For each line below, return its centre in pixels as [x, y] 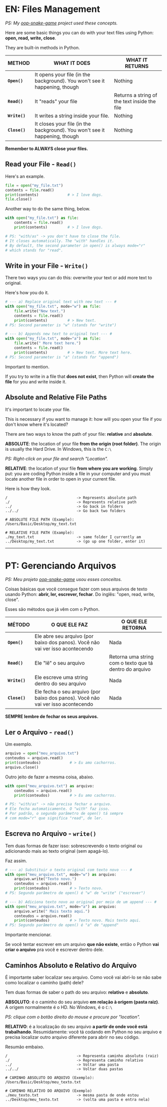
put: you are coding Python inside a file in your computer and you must [78, 473]
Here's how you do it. [27, 293]
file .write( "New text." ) [40, 311]
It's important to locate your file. [38, 409]
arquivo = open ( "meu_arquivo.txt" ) [42, 753]
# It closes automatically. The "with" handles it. [60, 241]
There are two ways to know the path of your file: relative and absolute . [79, 434]
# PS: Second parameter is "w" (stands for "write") [61, 325]
